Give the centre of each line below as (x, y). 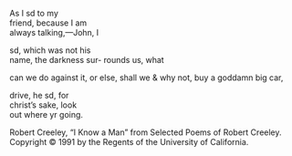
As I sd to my (34, 13)
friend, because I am (48, 23)
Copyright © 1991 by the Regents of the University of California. (129, 142)
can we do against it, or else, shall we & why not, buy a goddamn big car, (146, 78)
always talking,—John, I (54, 32)
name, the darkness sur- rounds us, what (87, 60)
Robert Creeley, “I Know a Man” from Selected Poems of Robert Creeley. (146, 132)
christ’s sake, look (43, 105)
